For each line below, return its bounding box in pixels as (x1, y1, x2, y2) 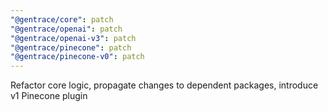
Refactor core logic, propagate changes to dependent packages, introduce (10, 79, 319, 91)
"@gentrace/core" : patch (10, 14, 114, 25)
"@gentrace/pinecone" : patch (10, 42, 132, 53)
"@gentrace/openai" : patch (10, 24, 123, 34)
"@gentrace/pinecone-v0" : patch (10, 52, 145, 62)
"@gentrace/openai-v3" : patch (10, 33, 137, 43)
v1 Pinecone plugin (10, 90, 88, 102)
